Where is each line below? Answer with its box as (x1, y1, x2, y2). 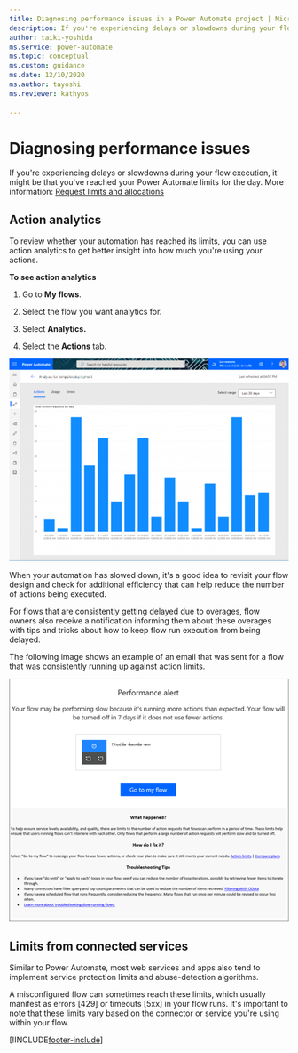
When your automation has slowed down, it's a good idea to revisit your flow (9, 569, 289, 580)
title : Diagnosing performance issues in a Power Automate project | (9, 14, 272, 23)
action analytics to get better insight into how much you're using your (9, 245, 263, 256)
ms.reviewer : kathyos (9, 89, 90, 98)
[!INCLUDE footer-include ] (9, 1034, 104, 1045)
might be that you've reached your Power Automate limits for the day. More (9, 177, 284, 188)
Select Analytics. (21, 324, 87, 334)
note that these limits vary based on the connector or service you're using (9, 1008, 279, 1018)
